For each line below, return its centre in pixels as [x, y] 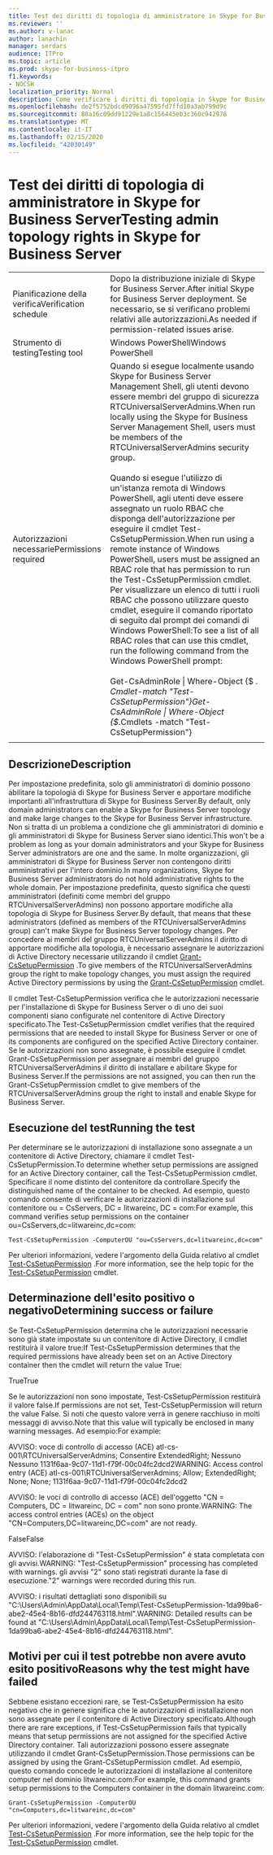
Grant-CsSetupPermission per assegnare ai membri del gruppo [114, 1059]
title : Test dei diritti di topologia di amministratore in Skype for [130, 16]
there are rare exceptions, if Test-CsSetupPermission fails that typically [128, 1727]
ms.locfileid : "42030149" [52, 144]
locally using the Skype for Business [179, 417]
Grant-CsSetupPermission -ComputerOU [72, 1803]
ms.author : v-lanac [41, 31]
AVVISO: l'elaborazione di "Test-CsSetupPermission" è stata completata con [136, 1554]
